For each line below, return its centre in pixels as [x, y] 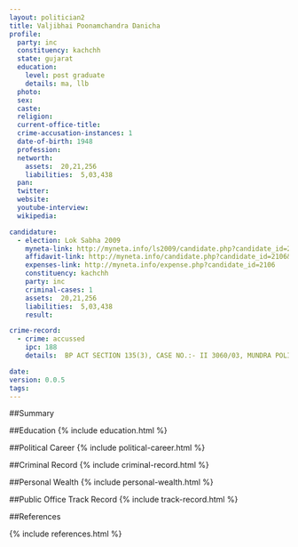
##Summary [32, 414]
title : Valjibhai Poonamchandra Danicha [85, 26]
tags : [19, 388]
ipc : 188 [41, 348]
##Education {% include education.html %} [89, 430]
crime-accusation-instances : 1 [75, 133]
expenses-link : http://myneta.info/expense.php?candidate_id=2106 [150, 265]
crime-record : [35, 331]
